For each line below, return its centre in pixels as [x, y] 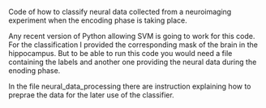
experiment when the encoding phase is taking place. [98, 20]
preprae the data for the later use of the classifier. [91, 95]
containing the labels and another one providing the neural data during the [133, 62]
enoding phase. [34, 71]
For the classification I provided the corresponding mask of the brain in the [133, 45]
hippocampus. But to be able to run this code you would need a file [120, 53]
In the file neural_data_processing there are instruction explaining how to [130, 86]
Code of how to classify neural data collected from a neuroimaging [120, 12]
